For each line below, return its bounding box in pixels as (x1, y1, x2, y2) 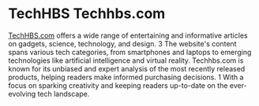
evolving (8, 89, 36, 98)
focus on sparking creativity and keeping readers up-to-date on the (8, 80, 228, 90)
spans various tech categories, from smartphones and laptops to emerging (8, 47, 252, 57)
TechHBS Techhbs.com (8, 5, 166, 23)
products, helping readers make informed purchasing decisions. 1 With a (8, 72, 244, 82)
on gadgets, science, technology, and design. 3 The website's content (8, 38, 237, 48)
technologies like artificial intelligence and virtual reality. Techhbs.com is (8, 56, 244, 65)
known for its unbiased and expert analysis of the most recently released (8, 64, 246, 73)
